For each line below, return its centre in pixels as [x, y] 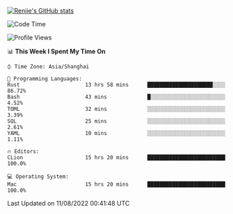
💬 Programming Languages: [45, 79]
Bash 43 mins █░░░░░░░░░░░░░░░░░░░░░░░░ [116, 97]
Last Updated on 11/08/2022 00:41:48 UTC [69, 203]
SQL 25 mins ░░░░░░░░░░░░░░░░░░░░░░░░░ [116, 121]
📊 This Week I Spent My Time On [56, 51]
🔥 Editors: [23, 152]
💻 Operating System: [38, 177]
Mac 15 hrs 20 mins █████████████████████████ [116, 184]
